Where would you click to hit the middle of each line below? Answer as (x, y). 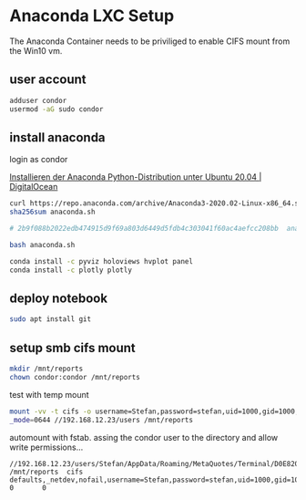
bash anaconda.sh (42, 245)
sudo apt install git (51, 319)
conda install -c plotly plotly (71, 270)
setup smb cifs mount (73, 348)
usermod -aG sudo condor (56, 109)
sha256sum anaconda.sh (52, 212)
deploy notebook (58, 298)
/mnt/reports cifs (46, 472)
